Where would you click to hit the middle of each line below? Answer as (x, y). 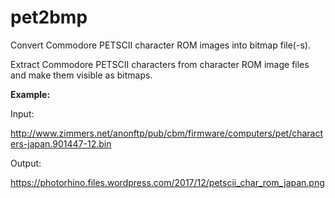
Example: (30, 94)
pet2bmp (49, 17)
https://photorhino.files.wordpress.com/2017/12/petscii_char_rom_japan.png (167, 182)
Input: (22, 113)
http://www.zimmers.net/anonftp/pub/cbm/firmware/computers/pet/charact (167, 133)
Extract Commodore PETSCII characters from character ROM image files (160, 64)
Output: (26, 163)
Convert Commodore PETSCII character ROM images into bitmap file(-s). (160, 45)
